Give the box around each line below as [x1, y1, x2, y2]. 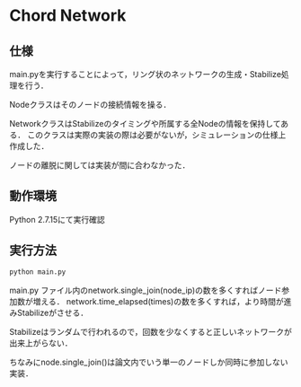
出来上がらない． [9, 338, 73, 348]
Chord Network [9, 5, 127, 26]
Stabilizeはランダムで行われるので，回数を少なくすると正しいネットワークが [9, 326, 292, 337]
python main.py [9, 267, 66, 277]
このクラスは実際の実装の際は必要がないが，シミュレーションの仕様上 [26, 129, 287, 140]
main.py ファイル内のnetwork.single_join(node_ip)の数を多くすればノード [9, 285, 282, 295]
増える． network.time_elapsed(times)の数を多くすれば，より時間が [32, 295, 285, 306]
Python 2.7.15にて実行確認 [9, 214, 105, 224]
